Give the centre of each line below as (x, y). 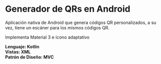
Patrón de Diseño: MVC (30, 57)
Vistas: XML (18, 52)
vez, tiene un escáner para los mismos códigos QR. (57, 27)
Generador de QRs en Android (68, 9)
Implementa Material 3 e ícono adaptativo (47, 37)
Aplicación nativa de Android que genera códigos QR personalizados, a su (81, 22)
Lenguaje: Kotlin (22, 46)
